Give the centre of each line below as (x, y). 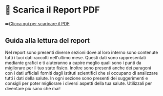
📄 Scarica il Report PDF (52, 10)
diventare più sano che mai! (33, 88)
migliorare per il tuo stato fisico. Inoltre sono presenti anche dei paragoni (78, 68)
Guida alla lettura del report (48, 41)
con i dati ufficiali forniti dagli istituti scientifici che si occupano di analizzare (81, 73)
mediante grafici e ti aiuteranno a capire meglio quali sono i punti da (73, 63)
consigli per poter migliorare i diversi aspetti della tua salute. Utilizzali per (79, 83)
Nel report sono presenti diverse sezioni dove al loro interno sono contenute (81, 52)
